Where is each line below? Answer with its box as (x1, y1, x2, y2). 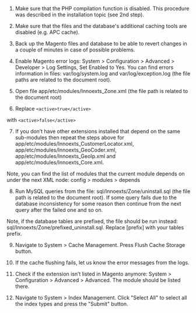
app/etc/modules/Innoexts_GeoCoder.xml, (15, 146, 117, 153)
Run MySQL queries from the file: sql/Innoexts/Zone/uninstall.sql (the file (15, 188, 191, 195)
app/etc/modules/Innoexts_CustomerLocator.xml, (15, 140, 134, 147)
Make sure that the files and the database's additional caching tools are (15, 23, 187, 29)
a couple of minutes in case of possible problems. (15, 46, 135, 53)
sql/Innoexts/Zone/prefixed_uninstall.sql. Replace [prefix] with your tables (6, 224, 184, 231)
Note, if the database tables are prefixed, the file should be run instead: (6, 218, 178, 225)
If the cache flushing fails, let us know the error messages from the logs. (15, 259, 190, 266)
